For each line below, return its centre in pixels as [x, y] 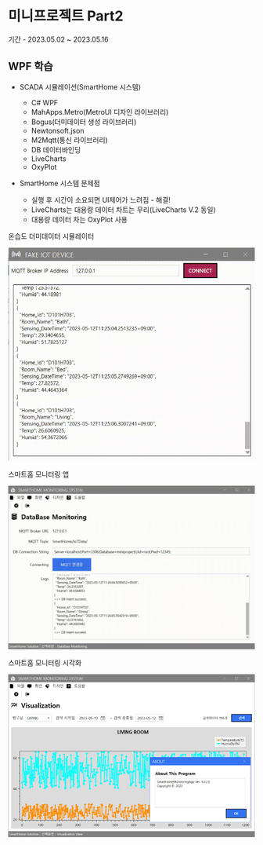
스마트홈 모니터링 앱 [38, 474]
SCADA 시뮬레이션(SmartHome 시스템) [80, 86]
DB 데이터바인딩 [56, 149]
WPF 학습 [31, 66]
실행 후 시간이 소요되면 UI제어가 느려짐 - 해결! [101, 199]
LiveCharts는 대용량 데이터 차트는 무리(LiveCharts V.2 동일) [124, 210]
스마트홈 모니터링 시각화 [45, 662]
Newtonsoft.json [58, 130]
